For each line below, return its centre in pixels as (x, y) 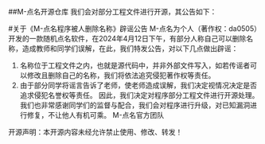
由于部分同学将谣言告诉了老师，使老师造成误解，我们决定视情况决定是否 (138, 85)
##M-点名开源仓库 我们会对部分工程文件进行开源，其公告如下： (113, 12)
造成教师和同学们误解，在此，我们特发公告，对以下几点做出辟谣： (130, 49)
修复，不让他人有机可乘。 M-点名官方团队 (95, 115)
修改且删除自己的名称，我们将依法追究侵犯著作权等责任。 (121, 75)
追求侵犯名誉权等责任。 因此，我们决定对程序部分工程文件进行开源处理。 (139, 95)
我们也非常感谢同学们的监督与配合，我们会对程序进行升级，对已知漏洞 (135, 105)
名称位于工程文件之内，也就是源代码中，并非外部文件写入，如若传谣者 (135, 65)
